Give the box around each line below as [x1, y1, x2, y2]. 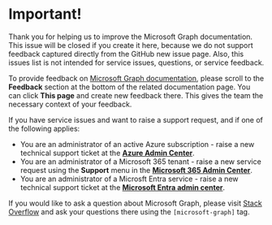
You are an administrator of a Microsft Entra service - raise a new [19, 174, 239, 184]
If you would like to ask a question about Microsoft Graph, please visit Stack [8, 198, 262, 208]
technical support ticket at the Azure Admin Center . [19, 148, 195, 158]
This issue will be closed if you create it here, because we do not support [8, 40, 253, 50]
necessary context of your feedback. [8, 99, 132, 109]
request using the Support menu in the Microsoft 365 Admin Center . [19, 165, 253, 175]
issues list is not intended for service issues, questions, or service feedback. [8, 58, 265, 67]
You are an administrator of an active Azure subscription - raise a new [19, 139, 255, 149]
